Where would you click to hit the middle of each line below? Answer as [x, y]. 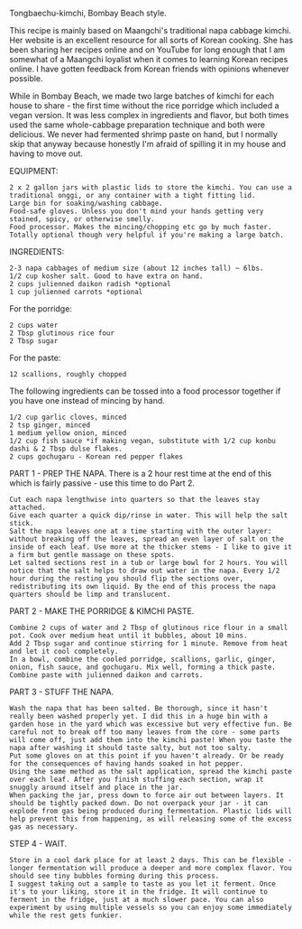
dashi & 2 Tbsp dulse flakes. [66, 449]
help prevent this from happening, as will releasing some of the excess [151, 819]
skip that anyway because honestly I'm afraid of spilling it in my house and [148, 144]
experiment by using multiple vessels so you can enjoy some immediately [151, 907]
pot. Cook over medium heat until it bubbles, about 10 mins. [128, 636]
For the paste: [35, 358]
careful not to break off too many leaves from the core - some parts [145, 732]
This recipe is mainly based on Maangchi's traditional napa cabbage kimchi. [150, 30]
